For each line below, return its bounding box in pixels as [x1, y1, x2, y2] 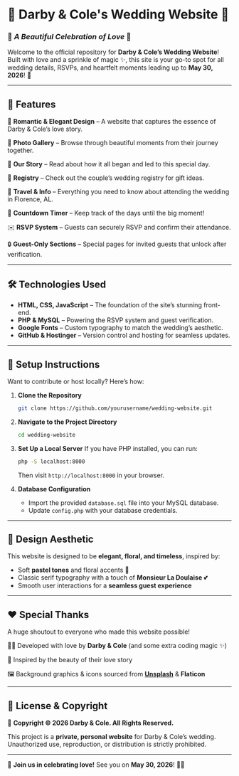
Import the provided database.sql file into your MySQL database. [28, 498, 219, 507]
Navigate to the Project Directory [17, 418, 117, 426]
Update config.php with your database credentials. [28, 506, 178, 514]
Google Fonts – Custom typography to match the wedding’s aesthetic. [17, 324, 224, 332]
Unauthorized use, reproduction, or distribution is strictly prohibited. [7, 740, 207, 748]
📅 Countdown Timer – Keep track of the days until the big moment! [7, 209, 205, 218]
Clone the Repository [17, 390, 82, 399]
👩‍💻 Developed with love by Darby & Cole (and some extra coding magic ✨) [7, 642, 228, 650]
